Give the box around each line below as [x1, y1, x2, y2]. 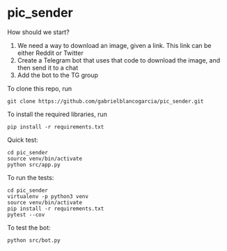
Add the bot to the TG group [17, 71, 99, 79]
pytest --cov [7, 211, 45, 218]
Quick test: [7, 136, 38, 144]
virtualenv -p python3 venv [7, 193, 89, 200]
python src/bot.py [7, 236, 61, 244]
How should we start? [7, 28, 70, 36]
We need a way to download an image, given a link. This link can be [17, 41, 212, 49]
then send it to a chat [17, 63, 79, 72]
